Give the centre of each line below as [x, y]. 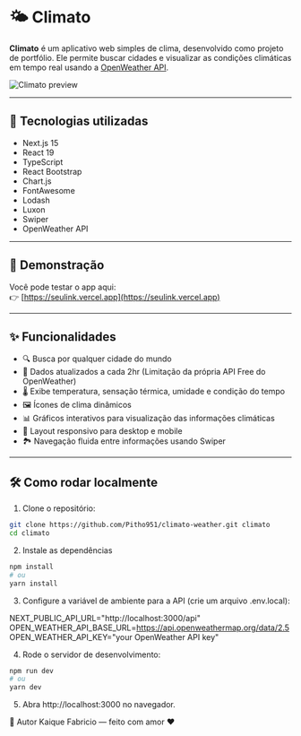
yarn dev [26, 688]
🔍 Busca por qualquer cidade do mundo [97, 359]
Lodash [36, 200]
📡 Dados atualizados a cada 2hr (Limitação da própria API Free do [144, 372]
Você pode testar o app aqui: [63, 287]
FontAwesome [49, 190]
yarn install [34, 584]
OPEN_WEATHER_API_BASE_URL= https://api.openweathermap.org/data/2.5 [149, 628]
